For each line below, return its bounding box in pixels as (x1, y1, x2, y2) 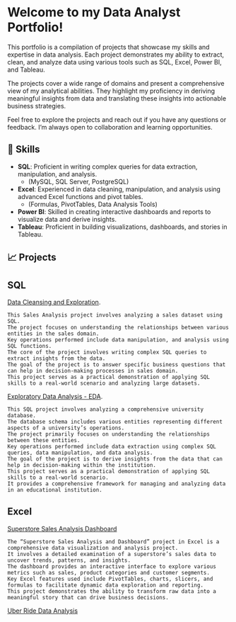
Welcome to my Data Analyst (7, 4, 181, 21)
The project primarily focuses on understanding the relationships (7, 430, 211, 438)
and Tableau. (7, 65, 45, 74)
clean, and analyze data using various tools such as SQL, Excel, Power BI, (7, 57, 222, 66)
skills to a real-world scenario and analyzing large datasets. (7, 380, 201, 387)
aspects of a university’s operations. (7, 424, 125, 431)
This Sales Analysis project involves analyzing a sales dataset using (7, 311, 223, 319)
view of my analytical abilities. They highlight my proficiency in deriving (7, 86, 216, 95)
